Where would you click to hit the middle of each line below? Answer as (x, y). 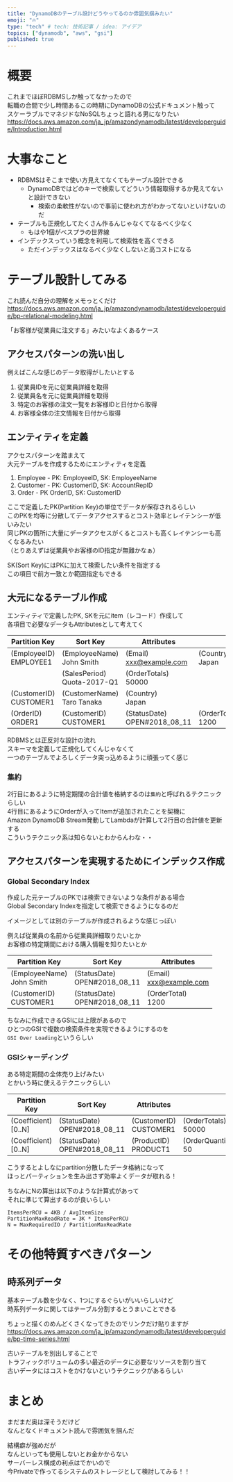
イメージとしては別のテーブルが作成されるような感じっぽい (92, 921)
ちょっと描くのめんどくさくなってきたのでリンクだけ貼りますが (98, 1324)
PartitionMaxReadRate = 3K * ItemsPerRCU (68, 1219)
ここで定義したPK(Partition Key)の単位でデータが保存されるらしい (102, 507)
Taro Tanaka (82, 702)
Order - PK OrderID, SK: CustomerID (69, 492)
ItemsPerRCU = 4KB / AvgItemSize (55, 1212)
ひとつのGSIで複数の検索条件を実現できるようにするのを (88, 1029)
